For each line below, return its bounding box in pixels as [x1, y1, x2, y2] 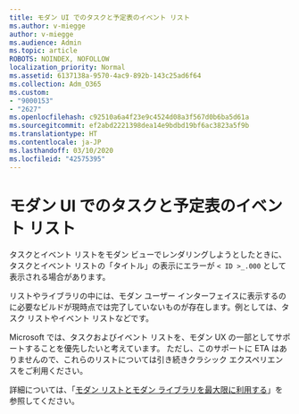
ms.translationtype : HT [9, 130, 98, 139]
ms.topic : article [9, 46, 78, 55]
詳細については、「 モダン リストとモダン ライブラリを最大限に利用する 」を [9, 384, 284, 395]
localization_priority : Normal [9, 63, 126, 72]
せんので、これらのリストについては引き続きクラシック [24, 354, 228, 365]
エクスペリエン [228, 354, 284, 365]
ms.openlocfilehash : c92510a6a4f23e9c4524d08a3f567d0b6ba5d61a [9, 113, 250, 122]
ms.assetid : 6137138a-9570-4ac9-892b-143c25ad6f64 [9, 72, 202, 80]
